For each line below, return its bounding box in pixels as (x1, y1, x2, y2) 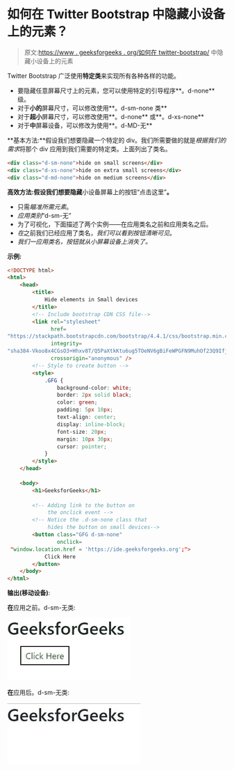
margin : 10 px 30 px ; (56, 436, 113, 443)
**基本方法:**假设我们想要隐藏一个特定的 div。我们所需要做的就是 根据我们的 (7, 136, 226, 144)
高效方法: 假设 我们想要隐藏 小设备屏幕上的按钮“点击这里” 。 (7, 187, 174, 196)
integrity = (51, 340, 82, 347)
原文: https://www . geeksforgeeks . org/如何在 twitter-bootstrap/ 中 (24, 48, 217, 56)
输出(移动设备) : (7, 589, 51, 597)
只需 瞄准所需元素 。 (17, 203, 73, 211)
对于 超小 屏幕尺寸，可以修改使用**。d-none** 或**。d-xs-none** (17, 112, 205, 120)
